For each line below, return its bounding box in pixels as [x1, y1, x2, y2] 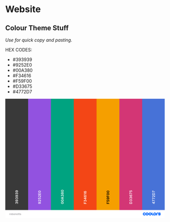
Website [5, 4, 41, 15]
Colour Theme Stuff [5, 24, 69, 32]
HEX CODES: [5, 47, 32, 52]
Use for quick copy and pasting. [5, 37, 72, 43]
